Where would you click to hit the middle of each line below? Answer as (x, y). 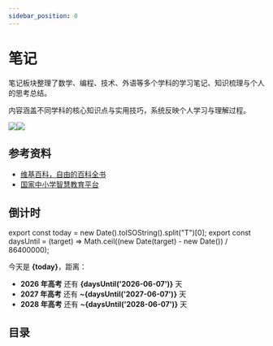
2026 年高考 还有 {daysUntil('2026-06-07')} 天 (101, 284)
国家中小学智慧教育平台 (59, 184)
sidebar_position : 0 (43, 16)
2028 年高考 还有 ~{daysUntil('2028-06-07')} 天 (104, 305)
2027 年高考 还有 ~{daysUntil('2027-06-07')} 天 (103, 294)
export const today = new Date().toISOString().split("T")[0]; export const (130, 233)
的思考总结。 (30, 93)
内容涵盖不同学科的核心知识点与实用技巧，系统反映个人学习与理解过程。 (129, 110)
